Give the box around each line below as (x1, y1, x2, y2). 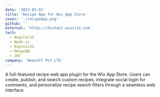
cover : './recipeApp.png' (5, 16, 59, 21)
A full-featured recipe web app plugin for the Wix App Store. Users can (5, 71, 151, 77)
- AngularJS (9, 35, 35, 40)
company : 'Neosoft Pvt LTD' (5, 58, 64, 63)
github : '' (5, 21, 28, 26)
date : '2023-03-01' (5, 7, 46, 12)
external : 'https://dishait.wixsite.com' (5, 26, 92, 31)
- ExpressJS (9, 44, 35, 49)
